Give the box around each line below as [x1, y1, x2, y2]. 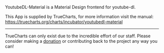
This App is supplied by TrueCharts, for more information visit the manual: [5, 14, 154, 19]
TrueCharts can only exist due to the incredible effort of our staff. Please [5, 33, 151, 39]
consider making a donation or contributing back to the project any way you [5, 38, 158, 44]
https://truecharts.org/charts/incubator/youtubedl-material [5, 19, 123, 25]
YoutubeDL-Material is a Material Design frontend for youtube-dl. [5, 4, 136, 10]
